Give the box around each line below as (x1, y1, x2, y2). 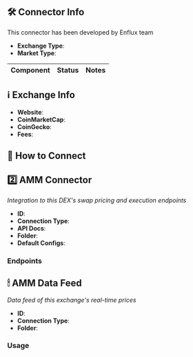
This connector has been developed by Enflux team (7, 28, 154, 37)
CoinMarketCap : (17, 115, 65, 124)
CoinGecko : (17, 122, 52, 131)
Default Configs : (17, 238, 65, 247)
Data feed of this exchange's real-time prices (7, 296, 136, 304)
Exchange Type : (17, 41, 65, 50)
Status (57, 65, 79, 75)
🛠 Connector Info (7, 6, 85, 18)
